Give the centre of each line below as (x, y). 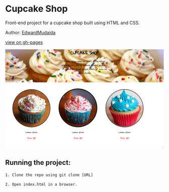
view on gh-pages (24, 42)
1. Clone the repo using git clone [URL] (49, 175)
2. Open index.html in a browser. (41, 184)
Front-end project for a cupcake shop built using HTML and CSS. (72, 23)
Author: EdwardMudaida (30, 32)
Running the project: (38, 163)
